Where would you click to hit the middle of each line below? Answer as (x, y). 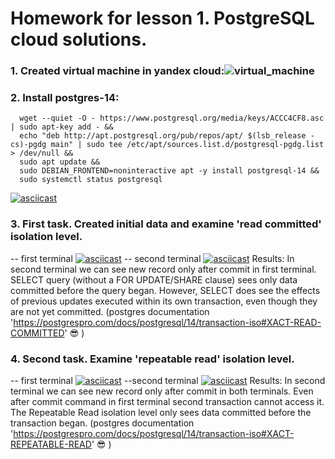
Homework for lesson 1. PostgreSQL (162, 18)
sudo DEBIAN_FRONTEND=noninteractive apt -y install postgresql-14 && (169, 171)
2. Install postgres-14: (65, 98)
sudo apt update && (60, 162)
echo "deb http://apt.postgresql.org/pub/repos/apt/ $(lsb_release (163, 136)
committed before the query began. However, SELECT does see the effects (165, 290)
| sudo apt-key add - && (62, 127)
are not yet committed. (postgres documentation (110, 311)
